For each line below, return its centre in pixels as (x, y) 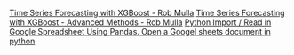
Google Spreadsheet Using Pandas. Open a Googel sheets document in (140, 31)
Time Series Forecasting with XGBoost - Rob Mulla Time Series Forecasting (147, 13)
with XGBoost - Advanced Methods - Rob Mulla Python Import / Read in (140, 22)
